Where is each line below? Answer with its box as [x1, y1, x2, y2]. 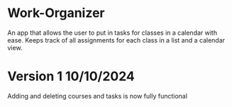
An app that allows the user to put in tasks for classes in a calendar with [7, 28, 218, 37]
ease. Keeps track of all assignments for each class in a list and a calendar [7, 35, 226, 44]
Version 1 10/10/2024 [7, 69, 135, 84]
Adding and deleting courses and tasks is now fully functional [7, 91, 188, 100]
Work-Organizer [7, 5, 105, 21]
